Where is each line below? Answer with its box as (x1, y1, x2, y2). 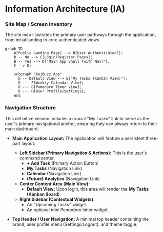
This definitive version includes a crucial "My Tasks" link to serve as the (5, 115, 150, 121)
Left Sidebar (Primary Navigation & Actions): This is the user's (19, 150, 147, 156)
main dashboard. (5, 125, 39, 132)
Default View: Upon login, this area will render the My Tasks (26, 186, 149, 192)
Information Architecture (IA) (5, 3, 125, 15)
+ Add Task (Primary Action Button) (26, 160, 99, 166)
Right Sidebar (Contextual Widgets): (19, 196, 95, 202)
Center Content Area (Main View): (19, 181, 90, 187)
